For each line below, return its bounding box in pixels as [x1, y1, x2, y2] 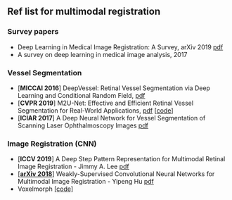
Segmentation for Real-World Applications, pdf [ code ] [17, 106, 174, 115]
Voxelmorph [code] [17, 185, 74, 193]
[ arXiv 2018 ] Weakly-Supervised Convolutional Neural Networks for [17, 170, 215, 178]
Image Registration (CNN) [7, 139, 97, 149]
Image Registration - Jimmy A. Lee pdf [17, 162, 130, 171]
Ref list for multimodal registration [7, 6, 160, 18]
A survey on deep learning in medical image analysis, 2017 [17, 50, 188, 58]
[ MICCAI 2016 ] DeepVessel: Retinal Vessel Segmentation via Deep [17, 84, 211, 92]
